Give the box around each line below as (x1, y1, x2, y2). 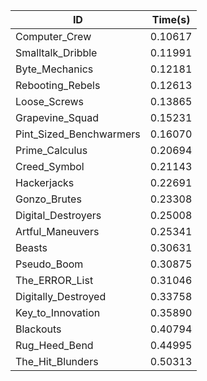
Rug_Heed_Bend (15, 339, 94, 352)
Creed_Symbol (15, 160, 85, 173)
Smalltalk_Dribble (15, 46, 98, 59)
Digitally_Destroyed (15, 290, 107, 303)
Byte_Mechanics (15, 62, 94, 76)
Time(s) (151, 13, 191, 26)
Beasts (15, 241, 48, 254)
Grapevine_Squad (15, 111, 100, 124)
